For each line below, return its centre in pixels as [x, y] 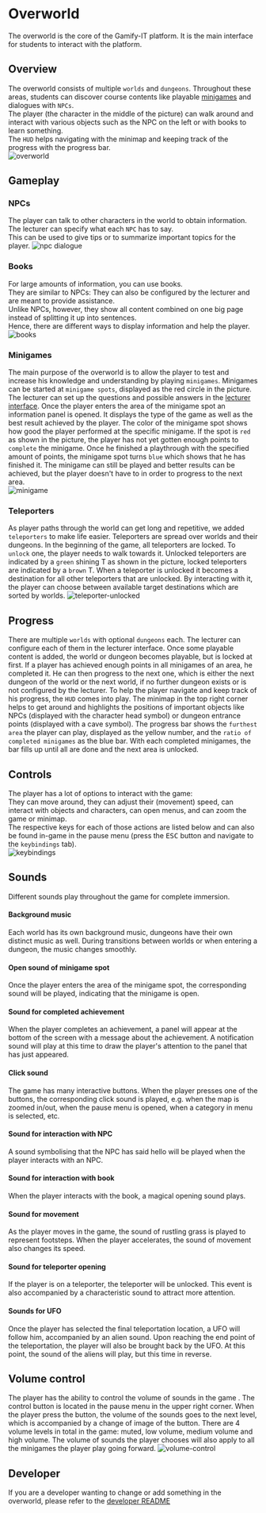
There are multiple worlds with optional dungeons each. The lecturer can [125, 640]
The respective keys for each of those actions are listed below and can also [131, 827]
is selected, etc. [34, 1115]
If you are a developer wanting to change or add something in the [115, 1492]
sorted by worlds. [37, 595]
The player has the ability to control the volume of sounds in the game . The [132, 1398]
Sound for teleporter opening [57, 1266]
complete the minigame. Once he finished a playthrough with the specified [129, 449]
